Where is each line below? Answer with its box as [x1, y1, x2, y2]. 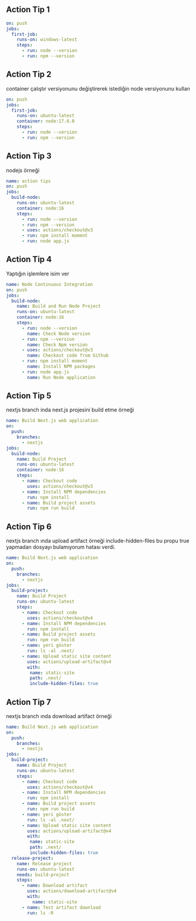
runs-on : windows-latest [16, 36, 77, 43]
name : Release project [16, 860, 72, 867]
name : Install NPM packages [27, 364, 96, 370]
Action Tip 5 [6, 391, 52, 401]
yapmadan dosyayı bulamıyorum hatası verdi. [6, 544, 116, 551]
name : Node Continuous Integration [6, 281, 93, 287]
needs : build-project [16, 872, 69, 877]
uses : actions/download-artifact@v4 [27, 888, 117, 894]
